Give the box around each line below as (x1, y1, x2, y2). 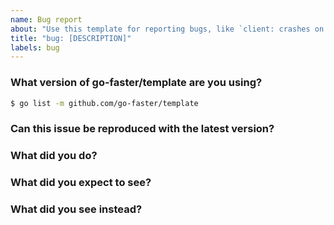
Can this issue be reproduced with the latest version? (10, 122, 275, 136)
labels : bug (10, 42, 60, 53)
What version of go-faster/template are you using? (10, 76, 263, 90)
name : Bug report (10, 14, 83, 25)
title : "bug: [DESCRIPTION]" (10, 33, 132, 43)
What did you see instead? (10, 202, 143, 216)
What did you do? (10, 149, 98, 163)
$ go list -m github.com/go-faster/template (10, 98, 199, 108)
